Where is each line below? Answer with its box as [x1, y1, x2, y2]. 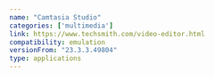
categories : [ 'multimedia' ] [9, 21, 114, 30]
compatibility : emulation [9, 37, 105, 47]
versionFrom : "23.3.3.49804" [9, 46, 118, 55]
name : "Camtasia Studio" [9, 12, 102, 22]
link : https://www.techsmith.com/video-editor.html [9, 29, 205, 38]
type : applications [9, 54, 82, 63]
